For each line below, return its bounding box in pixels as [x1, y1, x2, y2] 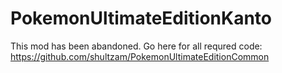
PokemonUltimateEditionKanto [10, 7, 273, 30]
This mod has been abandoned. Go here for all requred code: [10, 40, 263, 52]
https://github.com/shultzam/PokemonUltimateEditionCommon [10, 50, 270, 62]
